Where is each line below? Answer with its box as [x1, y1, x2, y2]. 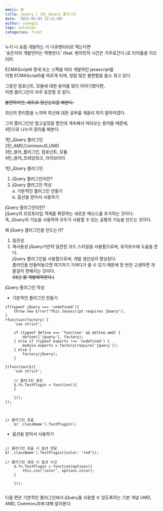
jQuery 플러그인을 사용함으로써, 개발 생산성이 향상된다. [12, 256, 117, 261]
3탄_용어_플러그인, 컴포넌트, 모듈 [5, 149, 68, 154]
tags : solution [5, 25, 36, 30]
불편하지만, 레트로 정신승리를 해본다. [5, 100, 74, 105]
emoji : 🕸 [5, 7, 24, 12]
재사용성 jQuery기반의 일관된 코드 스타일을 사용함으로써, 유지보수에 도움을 [12, 244, 153, 249]
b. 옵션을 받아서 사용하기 [12, 194, 59, 200]
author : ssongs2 [5, 21, 38, 26]
